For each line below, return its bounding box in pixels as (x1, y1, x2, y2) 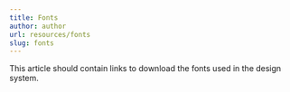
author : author (9, 22, 67, 31)
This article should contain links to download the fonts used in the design (9, 63, 282, 74)
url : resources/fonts (9, 30, 91, 39)
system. (9, 73, 39, 84)
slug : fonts (9, 38, 54, 48)
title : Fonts (9, 13, 59, 23)
